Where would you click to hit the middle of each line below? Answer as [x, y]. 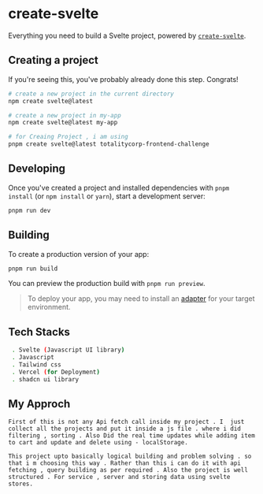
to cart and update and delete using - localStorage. [98, 443]
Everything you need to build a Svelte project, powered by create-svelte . [127, 35]
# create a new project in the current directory [91, 94]
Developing [37, 169]
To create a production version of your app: [79, 254]
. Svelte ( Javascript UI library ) [68, 350]
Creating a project [53, 60]
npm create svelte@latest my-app [63, 123]
